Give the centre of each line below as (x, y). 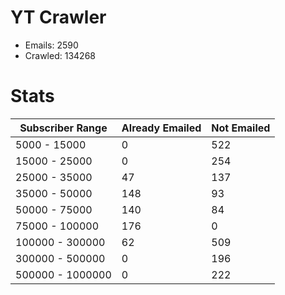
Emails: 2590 (51, 45)
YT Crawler (58, 17)
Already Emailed (161, 128)
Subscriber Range (63, 128)
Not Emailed (241, 128)
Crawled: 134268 (60, 55)
